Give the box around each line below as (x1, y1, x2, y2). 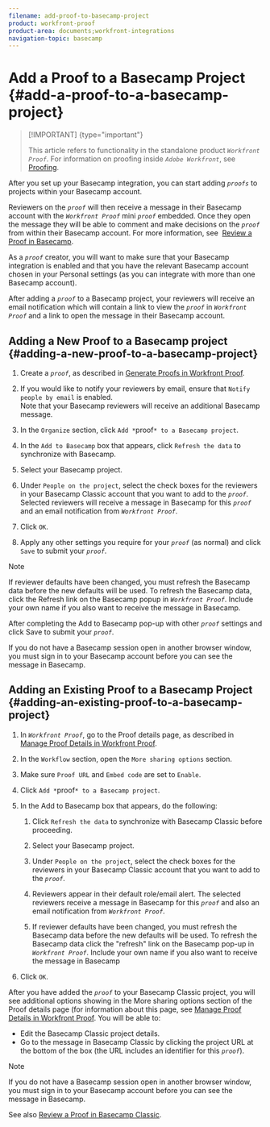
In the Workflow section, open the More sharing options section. (19, 754, 232, 763)
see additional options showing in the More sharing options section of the (8, 996, 252, 1005)
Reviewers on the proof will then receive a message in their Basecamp (8, 202, 242, 212)
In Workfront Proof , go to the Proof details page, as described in (19, 730, 235, 739)
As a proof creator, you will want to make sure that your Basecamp (8, 252, 230, 262)
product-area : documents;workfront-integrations (8, 27, 175, 35)
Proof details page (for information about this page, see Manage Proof (8, 1004, 242, 1014)
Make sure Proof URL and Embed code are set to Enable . (19, 769, 201, 779)
